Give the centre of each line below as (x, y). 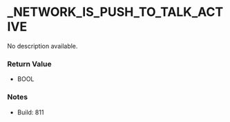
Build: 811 (30, 112)
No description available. (42, 46)
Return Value (29, 64)
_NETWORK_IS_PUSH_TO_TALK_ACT (115, 12)
